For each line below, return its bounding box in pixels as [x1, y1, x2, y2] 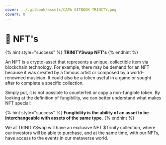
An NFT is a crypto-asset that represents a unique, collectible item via [5, 59, 148, 65]
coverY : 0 [5, 12, 26, 17]
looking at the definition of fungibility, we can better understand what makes [5, 95, 162, 101]
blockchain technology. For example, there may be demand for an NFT [5, 64, 150, 70]
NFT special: [5, 100, 31, 106]
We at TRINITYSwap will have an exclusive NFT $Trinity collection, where [5, 125, 156, 131]
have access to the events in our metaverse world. [5, 135, 108, 141]
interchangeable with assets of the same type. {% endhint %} [5, 115, 135, 121]
